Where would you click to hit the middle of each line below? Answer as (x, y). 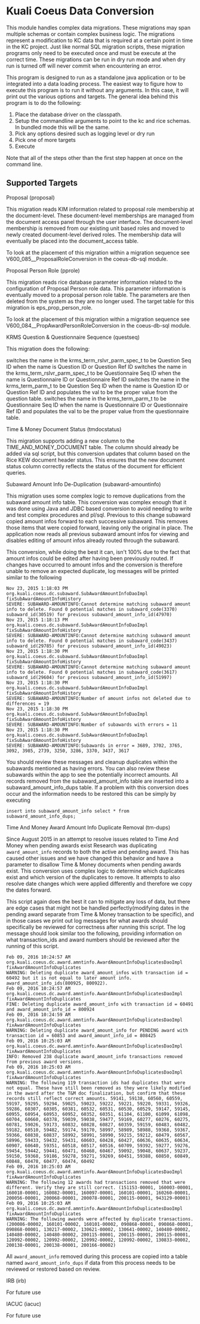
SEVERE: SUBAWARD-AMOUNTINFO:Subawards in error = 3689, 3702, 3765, (95, 746)
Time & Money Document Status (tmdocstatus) (64, 429)
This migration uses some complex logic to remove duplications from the (96, 496)
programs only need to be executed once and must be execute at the (91, 53)
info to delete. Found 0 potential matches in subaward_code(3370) (92, 609)
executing (19, 800)
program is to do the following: (44, 102)
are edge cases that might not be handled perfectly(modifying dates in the (98, 908)
